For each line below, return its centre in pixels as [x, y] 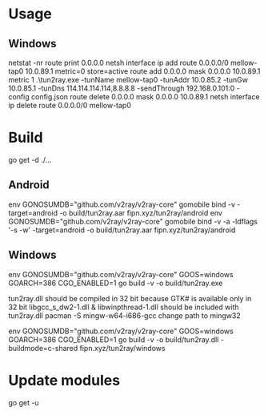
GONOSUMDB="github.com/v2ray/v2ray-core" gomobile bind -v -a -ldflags [133, 221]
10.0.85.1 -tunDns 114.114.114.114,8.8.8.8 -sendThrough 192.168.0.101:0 [122, 88]
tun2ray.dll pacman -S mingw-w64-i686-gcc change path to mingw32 [125, 315]
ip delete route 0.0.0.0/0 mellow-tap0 [70, 105]
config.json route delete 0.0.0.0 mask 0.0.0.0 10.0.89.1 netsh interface [145, 97]
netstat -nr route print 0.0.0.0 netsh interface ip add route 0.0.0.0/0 [119, 62]
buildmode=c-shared [43, 348]
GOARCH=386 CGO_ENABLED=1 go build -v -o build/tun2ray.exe [116, 283]
